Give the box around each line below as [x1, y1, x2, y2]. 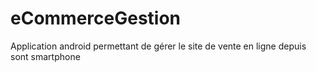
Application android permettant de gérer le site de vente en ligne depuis [10, 40, 307, 52]
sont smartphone [10, 50, 81, 62]
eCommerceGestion [10, 7, 182, 30]
